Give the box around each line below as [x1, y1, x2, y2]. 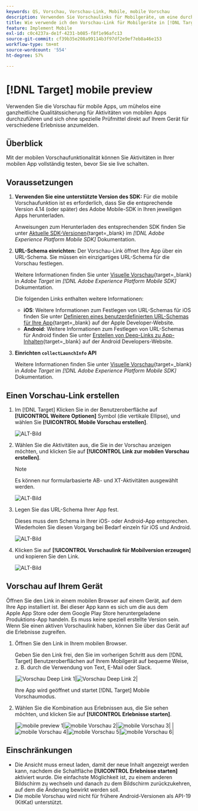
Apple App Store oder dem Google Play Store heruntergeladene [6, 609, 161, 616]
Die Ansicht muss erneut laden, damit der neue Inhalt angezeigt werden [14, 761, 189, 768]
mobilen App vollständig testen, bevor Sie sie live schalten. [6, 160, 149, 168]
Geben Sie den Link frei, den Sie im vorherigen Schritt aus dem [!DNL [14, 651, 183, 658]
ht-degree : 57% [6, 52, 44, 58]
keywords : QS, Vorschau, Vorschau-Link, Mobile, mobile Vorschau [6, 8, 170, 15]
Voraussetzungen [6, 178, 74, 188]
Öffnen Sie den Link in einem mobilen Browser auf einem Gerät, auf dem [6, 597, 182, 604]
